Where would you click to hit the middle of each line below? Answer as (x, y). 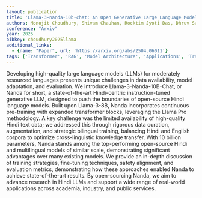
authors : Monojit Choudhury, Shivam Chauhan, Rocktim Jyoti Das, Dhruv (98, 23)
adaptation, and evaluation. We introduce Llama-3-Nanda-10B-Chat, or (94, 86)
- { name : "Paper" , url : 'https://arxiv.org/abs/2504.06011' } (90, 51)
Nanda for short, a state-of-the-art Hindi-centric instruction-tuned (88, 92)
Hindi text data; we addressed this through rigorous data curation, (88, 124)
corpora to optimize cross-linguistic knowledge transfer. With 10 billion (94, 137)
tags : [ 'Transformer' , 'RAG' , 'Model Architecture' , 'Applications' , (95, 56)
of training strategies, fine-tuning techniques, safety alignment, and (90, 163)
